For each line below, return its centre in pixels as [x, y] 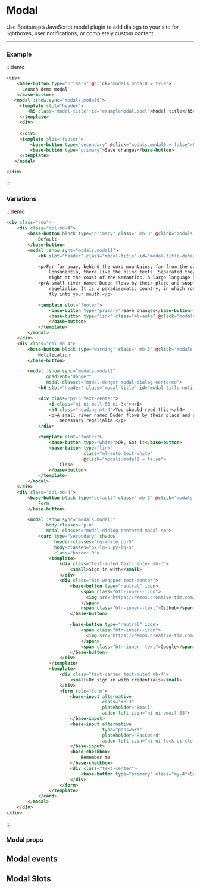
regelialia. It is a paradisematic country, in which [117, 289]
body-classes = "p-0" [70, 525]
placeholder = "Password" [132, 735]
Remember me [96, 758]
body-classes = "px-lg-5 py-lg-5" [94, 547]
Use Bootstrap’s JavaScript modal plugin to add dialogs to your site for [93, 27]
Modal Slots [29, 879]
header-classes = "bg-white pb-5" [94, 542]
